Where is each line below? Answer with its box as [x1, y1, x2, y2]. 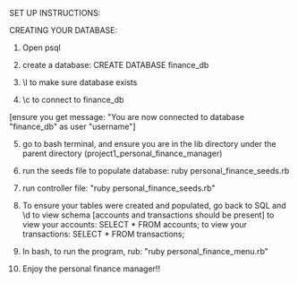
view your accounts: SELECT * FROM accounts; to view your [21, 219, 248, 229]
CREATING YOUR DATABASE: [9, 25, 118, 35]
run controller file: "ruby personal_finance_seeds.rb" [21, 183, 216, 193]
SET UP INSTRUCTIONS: [9, 8, 101, 18]
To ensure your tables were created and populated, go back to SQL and [21, 201, 286, 210]
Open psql [21, 42, 61, 53]
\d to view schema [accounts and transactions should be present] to [21, 210, 275, 220]
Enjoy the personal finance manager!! [21, 263, 161, 274]
